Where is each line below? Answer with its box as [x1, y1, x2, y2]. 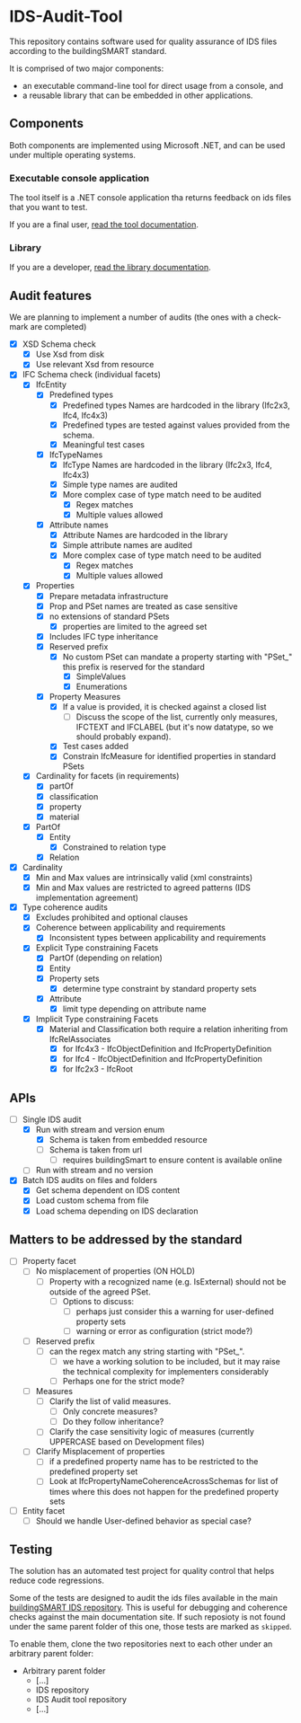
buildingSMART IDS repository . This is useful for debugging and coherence [9, 1602, 288, 1613]
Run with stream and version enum [35, 1125, 165, 1135]
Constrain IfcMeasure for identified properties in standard [62, 751, 277, 762]
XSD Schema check [22, 339, 96, 349]
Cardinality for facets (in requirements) [35, 771, 180, 782]
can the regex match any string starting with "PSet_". [49, 1346, 245, 1356]
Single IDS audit [22, 1114, 82, 1125]
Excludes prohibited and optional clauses [35, 912, 189, 923]
